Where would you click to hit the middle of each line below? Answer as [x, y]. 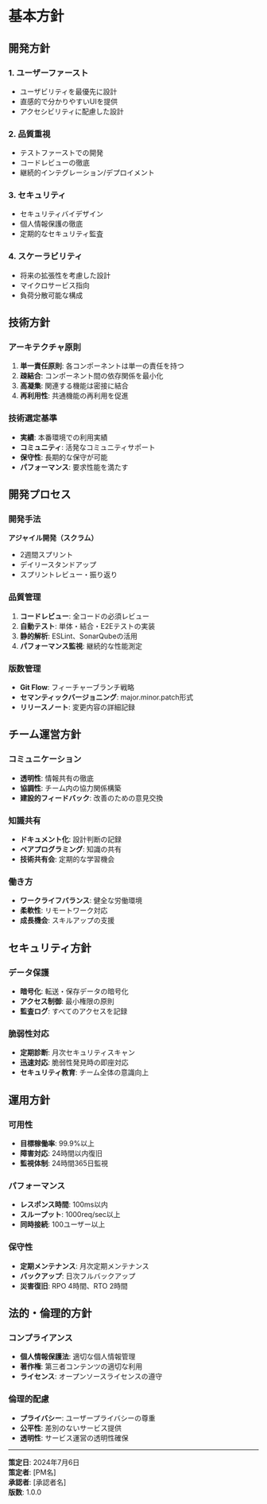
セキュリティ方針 [50, 948]
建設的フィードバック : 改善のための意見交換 [91, 798]
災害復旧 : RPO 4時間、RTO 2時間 [74, 1285]
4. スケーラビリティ [46, 257]
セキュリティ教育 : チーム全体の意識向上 [84, 1072]
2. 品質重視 [29, 134]
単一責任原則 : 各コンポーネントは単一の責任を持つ [102, 366]
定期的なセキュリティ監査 [61, 234]
